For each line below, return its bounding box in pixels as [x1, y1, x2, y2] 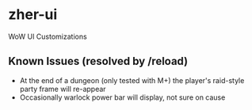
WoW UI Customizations [8, 32, 87, 41]
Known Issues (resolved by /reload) [8, 55, 189, 68]
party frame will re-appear [19, 84, 106, 93]
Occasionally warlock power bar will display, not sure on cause [19, 93, 226, 102]
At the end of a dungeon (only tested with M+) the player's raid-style [19, 75, 245, 85]
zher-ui [8, 6, 58, 24]
